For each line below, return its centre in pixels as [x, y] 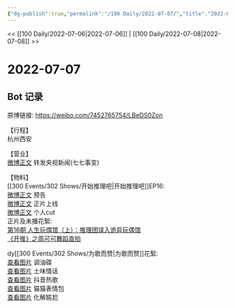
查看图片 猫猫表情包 [36, 288]
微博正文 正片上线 [33, 203]
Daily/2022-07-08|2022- [185, 34]
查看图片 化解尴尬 [33, 297]
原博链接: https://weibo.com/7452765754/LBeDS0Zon [85, 115]
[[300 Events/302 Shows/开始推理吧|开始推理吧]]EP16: [86, 185]
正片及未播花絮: [30, 220]
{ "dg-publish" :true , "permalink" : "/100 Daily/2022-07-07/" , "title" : [108, 14]
